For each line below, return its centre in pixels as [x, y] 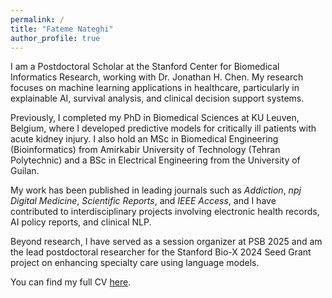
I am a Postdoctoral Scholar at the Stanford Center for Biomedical [145, 67]
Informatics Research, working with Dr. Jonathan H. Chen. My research [157, 77]
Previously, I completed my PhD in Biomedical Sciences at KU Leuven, [155, 118]
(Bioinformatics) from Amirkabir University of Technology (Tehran [145, 150]
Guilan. [25, 171]
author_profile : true [55, 38]
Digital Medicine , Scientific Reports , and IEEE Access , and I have [143, 201]
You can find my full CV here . [71, 282]
